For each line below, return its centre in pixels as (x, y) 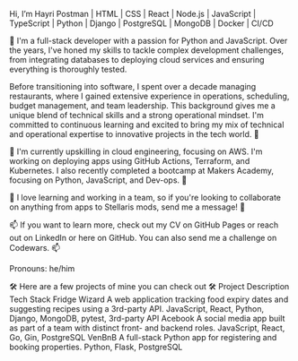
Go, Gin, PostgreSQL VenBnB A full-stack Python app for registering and (143, 337)
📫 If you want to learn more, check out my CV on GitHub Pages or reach (144, 225)
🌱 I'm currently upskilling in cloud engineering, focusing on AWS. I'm (136, 151)
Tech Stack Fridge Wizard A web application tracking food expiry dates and (149, 299)
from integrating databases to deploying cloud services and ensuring (137, 60)
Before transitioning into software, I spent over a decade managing (133, 86)
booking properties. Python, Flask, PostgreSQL (96, 347)
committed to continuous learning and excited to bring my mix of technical (147, 125)
